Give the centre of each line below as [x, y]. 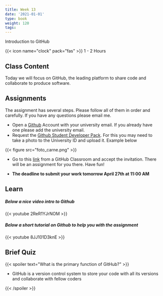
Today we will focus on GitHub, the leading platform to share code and [76, 78]
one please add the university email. [48, 130]
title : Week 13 [20, 9]
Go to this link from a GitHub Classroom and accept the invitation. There [84, 159]
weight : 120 [17, 23]
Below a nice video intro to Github [40, 201]
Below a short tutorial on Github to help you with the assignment [72, 225]
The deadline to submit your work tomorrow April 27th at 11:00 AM [81, 174]
